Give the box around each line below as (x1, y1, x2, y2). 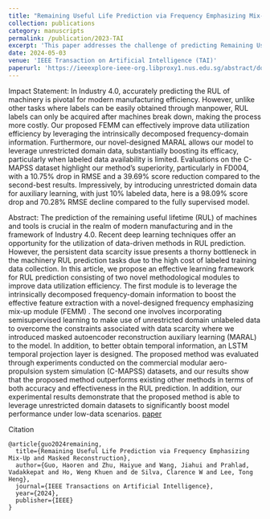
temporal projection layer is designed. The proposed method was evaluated (8, 349, 259, 358)
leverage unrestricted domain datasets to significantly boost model (8, 400, 230, 410)
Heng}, (8, 475, 31, 483)
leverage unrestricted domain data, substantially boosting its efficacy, (8, 145, 239, 155)
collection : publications (8, 19, 95, 27)
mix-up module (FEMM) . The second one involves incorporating (8, 306, 223, 316)
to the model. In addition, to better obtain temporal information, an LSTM (8, 341, 248, 350)
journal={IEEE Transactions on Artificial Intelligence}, (15, 482, 215, 490)
